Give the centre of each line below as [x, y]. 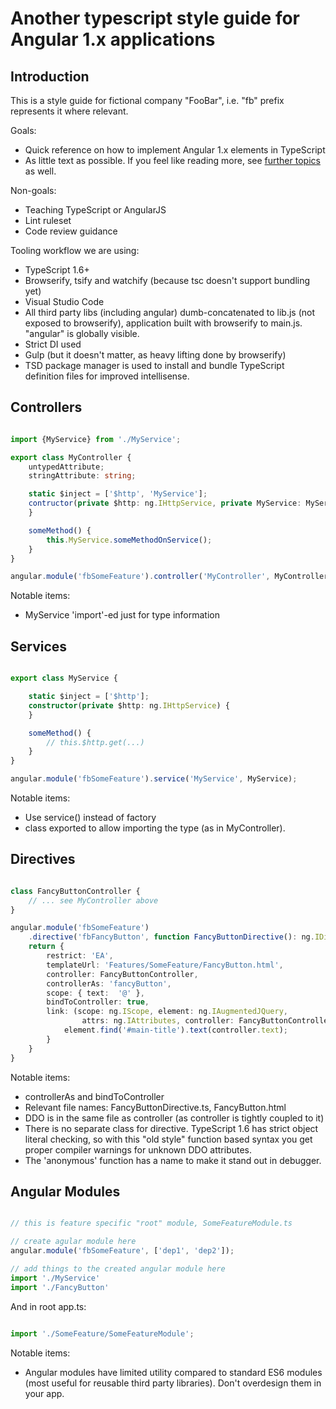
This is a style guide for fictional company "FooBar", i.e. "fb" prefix [147, 100]
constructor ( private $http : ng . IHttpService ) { [129, 705]
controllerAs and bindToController [94, 1096]
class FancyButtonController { [75, 891]
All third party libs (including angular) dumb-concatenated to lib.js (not [169, 312]
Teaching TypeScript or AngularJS [95, 210]
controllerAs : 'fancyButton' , [109, 983]
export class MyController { [71, 457]
